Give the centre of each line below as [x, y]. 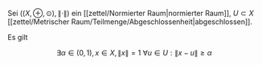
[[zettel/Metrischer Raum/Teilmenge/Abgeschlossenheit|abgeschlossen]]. [130, 22]
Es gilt [18, 37]
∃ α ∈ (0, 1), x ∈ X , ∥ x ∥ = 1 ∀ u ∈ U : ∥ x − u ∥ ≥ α [134, 53]
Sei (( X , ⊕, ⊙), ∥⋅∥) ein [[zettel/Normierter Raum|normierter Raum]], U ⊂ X [131, 13]
